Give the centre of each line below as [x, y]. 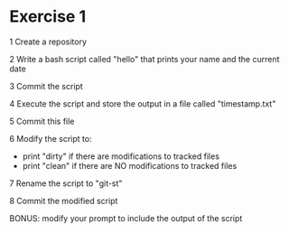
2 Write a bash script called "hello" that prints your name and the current [144, 59]
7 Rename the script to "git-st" [66, 183]
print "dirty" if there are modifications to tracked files [121, 156]
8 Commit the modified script [64, 200]
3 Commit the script [46, 86]
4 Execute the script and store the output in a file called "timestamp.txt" [143, 103]
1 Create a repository [48, 42]
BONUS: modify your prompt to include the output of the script [126, 218]
